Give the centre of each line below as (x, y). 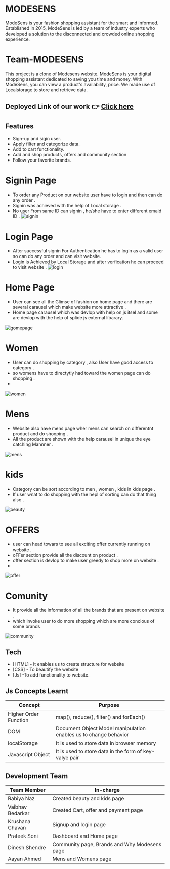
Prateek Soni (23, 836)
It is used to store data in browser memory (106, 743)
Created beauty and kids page (88, 799)
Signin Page (31, 181)
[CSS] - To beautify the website (46, 670)
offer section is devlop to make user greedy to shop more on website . (86, 560)
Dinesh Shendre (27, 848)
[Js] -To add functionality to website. (51, 675)
